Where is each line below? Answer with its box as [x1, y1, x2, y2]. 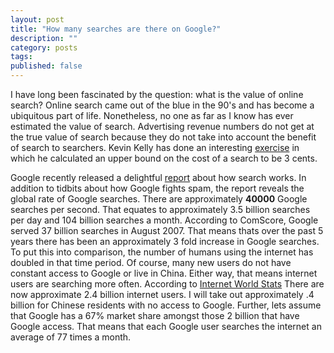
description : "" [10, 33, 78, 43]
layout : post [10, 14, 65, 25]
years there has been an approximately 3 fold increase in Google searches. [10, 236, 320, 247]
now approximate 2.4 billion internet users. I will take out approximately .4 [10, 289, 315, 300]
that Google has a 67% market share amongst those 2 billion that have [10, 310, 300, 321]
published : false [10, 61, 83, 71]
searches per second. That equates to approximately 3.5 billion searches [10, 204, 311, 215]
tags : [10, 52, 33, 62]
